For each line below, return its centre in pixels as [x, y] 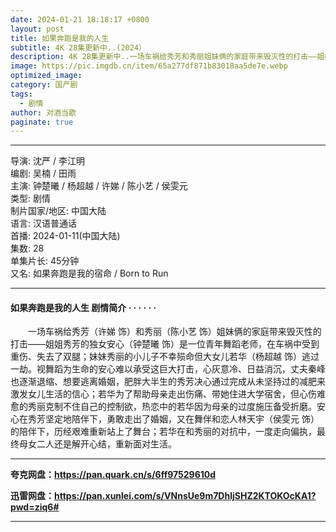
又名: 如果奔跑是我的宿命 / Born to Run [89, 273]
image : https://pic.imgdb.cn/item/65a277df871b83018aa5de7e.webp [149, 66]
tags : [21, 94]
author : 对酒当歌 [43, 112]
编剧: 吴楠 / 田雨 [43, 173]
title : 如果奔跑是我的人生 [60, 38]
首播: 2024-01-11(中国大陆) [65, 236]
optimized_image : [46, 76]
